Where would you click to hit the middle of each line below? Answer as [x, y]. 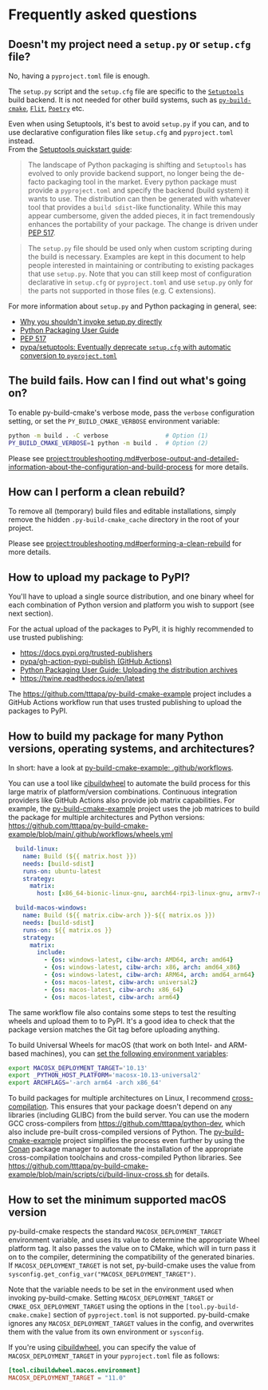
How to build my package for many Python [116, 736]
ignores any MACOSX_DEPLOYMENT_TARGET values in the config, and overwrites [131, 1323]
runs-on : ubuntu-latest [62, 871]
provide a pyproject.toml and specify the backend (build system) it [138, 190]
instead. [22, 141]
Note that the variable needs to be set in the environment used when [121, 1289]
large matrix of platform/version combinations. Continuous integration [123, 792]
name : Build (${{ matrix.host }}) [80, 856]
